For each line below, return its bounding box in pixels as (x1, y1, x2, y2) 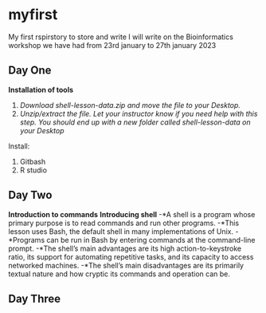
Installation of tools (8, 85, 74, 94)
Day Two (8, 188, 53, 202)
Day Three (8, 291, 61, 305)
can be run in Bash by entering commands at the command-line (46, 235, 256, 244)
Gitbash (19, 156, 46, 166)
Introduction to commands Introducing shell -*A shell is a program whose (8, 209, 256, 219)
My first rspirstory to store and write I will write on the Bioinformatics (8, 32, 233, 42)
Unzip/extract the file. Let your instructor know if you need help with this (19, 109, 258, 118)
